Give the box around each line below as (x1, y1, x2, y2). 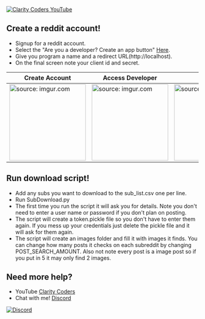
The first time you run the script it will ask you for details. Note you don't (15, 202, 197, 210)
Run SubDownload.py (15, 196, 70, 203)
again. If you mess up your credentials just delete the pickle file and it (15, 221, 190, 229)
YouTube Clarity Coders (15, 288, 76, 295)
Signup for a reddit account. (15, 40, 86, 47)
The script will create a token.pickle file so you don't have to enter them (15, 215, 196, 223)
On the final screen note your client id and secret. (15, 59, 140, 66)
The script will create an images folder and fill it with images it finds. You (15, 235, 198, 242)
